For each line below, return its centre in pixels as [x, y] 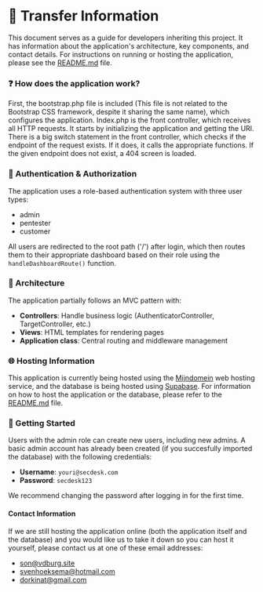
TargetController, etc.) [55, 324]
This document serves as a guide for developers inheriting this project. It [126, 38]
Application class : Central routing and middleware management [124, 340]
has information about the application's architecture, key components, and [129, 45]
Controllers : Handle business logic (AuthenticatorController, [117, 315]
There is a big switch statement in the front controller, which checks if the [127, 137]
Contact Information [42, 514]
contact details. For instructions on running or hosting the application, [121, 54]
